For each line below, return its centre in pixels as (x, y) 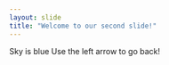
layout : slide (36, 17)
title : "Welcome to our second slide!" (83, 26)
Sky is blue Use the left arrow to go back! (85, 51)
